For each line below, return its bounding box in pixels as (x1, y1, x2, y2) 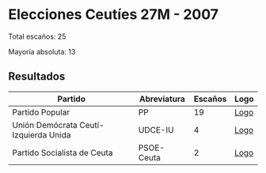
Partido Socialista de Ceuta (12, 147, 113, 158)
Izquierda (12, 129, 47, 140)
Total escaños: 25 (8, 32, 66, 41)
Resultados (8, 70, 66, 84)
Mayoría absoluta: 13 (8, 47, 76, 56)
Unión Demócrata (12, 119, 78, 130)
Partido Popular (12, 107, 70, 118)
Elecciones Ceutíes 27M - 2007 (8, 6, 219, 24)
